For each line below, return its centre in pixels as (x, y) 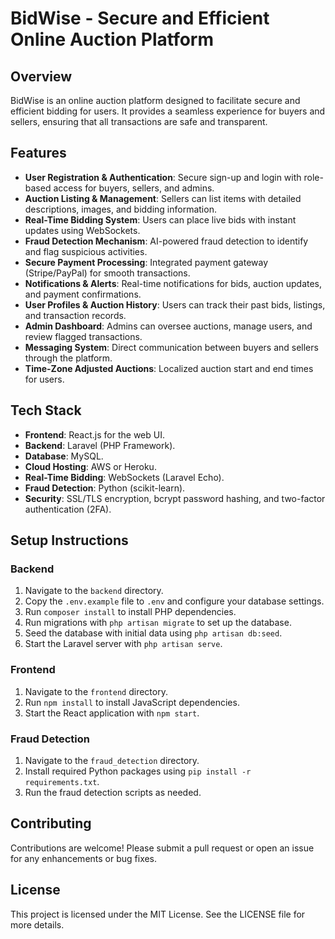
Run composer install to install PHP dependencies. (130, 612)
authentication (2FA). (68, 509)
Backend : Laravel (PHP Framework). (100, 445)
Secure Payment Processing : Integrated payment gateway (146, 262)
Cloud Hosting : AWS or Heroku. (90, 466)
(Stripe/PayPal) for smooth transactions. (107, 273)
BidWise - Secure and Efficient (140, 18)
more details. (37, 924)
